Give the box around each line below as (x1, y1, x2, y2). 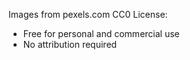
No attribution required (22, 39, 118, 50)
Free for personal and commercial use (22, 28, 180, 39)
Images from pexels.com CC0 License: (8, 9, 168, 20)
